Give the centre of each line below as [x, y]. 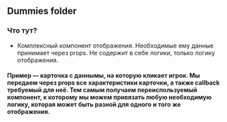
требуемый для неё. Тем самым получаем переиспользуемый [102, 90]
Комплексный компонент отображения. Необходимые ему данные [115, 45]
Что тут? [22, 31]
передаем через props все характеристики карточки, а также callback [113, 83]
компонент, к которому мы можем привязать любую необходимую [109, 97]
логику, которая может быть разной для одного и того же [94, 104]
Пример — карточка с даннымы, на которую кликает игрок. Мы [104, 76]
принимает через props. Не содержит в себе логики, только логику [116, 52]
